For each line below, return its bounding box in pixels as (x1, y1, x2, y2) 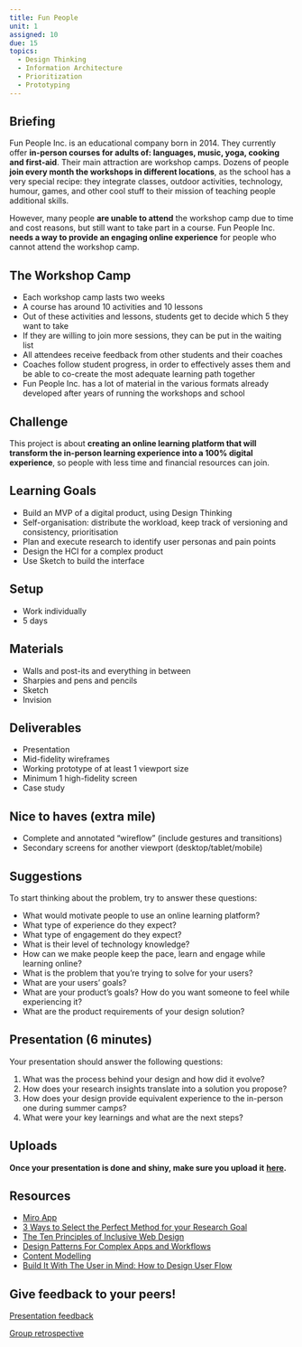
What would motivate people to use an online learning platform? (22, 910, 261, 921)
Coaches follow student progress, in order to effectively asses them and (22, 359, 291, 370)
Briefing (9, 114, 56, 129)
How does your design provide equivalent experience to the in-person (22, 1092, 284, 1103)
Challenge (9, 414, 69, 429)
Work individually (22, 605, 87, 616)
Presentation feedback (9, 1311, 94, 1322)
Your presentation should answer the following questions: (9, 1056, 224, 1067)
